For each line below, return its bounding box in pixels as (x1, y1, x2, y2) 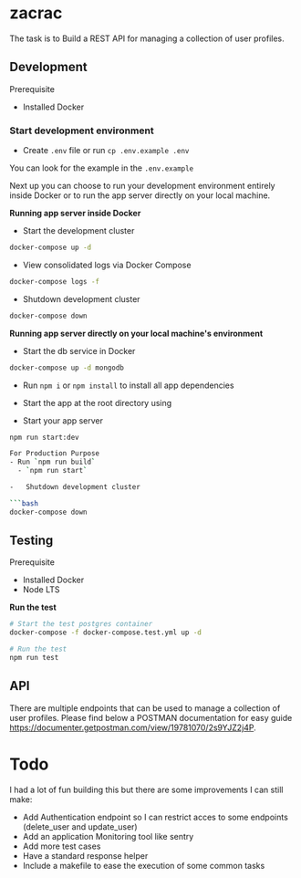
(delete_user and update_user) (22, 821, 139, 832)
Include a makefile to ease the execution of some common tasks (22, 860, 265, 871)
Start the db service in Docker (22, 345, 136, 356)
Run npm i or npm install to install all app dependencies (22, 380, 234, 391)
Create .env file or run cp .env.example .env (22, 145, 190, 156)
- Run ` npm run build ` (9, 457, 96, 467)
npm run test (9, 653, 59, 663)
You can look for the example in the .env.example (9, 162, 194, 173)
